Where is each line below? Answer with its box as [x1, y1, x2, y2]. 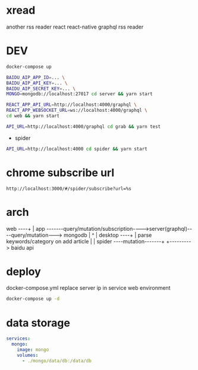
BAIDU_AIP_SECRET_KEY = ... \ [6, 86, 76, 92]
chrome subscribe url [6, 166, 115, 179]
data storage [6, 316, 70, 330]
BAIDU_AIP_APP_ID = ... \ [6, 74, 65, 80]
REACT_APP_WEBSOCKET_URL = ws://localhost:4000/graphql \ [6, 108, 147, 114]
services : [6, 335, 31, 342]
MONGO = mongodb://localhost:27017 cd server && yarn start [6, 91, 153, 97]
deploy [6, 265, 42, 278]
